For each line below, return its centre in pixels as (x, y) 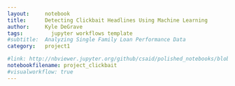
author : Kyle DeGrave (45, 27)
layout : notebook (39, 14)
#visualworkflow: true (40, 72)
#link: (17, 59)
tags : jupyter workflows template (70, 33)
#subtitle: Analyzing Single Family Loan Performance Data (97, 40)
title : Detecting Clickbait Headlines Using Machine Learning (108, 20)
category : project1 (39, 46)
